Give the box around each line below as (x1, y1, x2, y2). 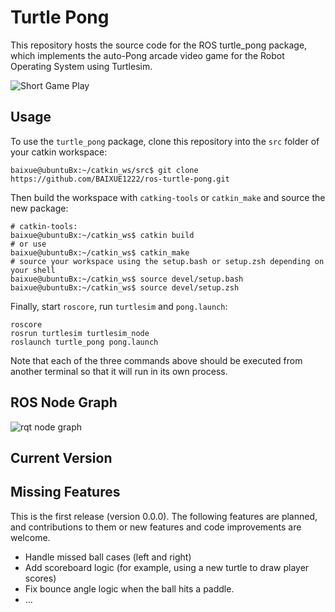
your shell (10, 265, 56, 275)
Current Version (10, 449, 113, 466)
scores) (24, 572, 57, 584)
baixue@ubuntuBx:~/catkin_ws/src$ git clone (10, 165, 199, 175)
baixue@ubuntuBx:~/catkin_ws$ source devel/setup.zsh (10, 282, 240, 293)
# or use (10, 239, 47, 249)
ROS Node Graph (10, 394, 118, 411)
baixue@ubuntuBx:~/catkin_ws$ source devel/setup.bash (10, 274, 244, 284)
